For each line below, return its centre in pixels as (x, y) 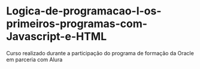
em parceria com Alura (34, 59)
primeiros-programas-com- (77, 24)
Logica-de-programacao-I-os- (84, 11)
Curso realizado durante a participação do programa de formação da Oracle (100, 53)
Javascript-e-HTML (57, 37)
